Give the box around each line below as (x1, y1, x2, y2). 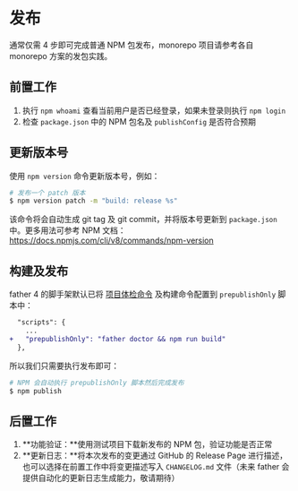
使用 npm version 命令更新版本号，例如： (9, 170, 160, 181)
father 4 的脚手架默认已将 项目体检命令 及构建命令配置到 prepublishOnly (9, 289, 277, 300)
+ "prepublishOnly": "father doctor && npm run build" (9, 334, 226, 343)
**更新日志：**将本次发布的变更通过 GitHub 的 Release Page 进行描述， (21, 450, 288, 461)
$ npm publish (9, 386, 63, 395)
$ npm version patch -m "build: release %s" (9, 196, 178, 206)
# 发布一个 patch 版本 (9, 188, 86, 197)
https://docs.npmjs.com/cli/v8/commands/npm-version (9, 235, 215, 246)
